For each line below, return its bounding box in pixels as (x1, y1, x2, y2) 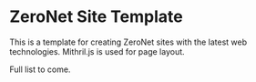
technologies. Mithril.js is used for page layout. (9, 46, 185, 56)
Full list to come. (9, 64, 71, 75)
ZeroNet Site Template (9, 6, 184, 27)
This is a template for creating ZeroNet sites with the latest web (9, 36, 248, 47)
